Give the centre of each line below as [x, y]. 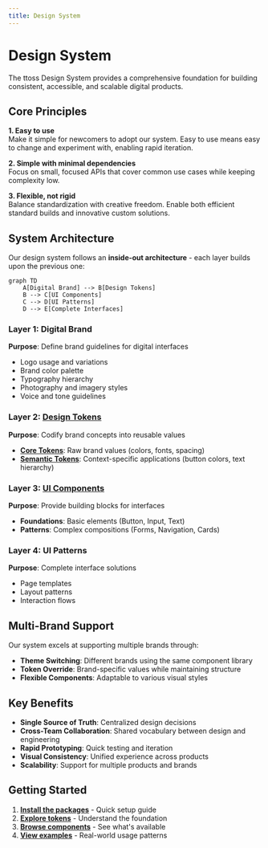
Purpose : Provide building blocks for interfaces [87, 506]
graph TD [23, 281]
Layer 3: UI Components [57, 488]
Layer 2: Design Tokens [55, 417]
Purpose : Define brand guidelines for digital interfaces [98, 347]
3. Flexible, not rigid [42, 196]
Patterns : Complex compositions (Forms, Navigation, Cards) [120, 530]
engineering [40, 739]
